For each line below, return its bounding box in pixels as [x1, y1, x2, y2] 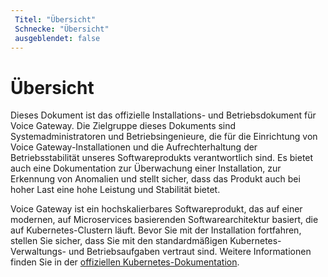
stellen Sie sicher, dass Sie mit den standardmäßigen [10, 235, 228, 247]
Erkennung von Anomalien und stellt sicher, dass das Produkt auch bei [10, 173, 301, 185]
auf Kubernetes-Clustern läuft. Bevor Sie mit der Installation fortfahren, [10, 224, 302, 236]
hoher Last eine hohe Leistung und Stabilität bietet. [10, 184, 221, 196]
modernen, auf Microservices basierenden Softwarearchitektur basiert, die [10, 214, 319, 226]
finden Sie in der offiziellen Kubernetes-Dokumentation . [10, 256, 240, 268]
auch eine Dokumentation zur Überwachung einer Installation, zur [10, 162, 282, 175]
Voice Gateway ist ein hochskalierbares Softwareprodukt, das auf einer [10, 203, 303, 215]
